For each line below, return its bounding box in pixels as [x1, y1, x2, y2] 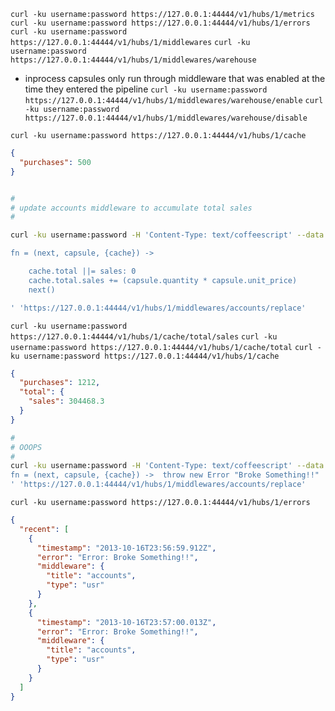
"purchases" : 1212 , [19, 378, 101, 388]
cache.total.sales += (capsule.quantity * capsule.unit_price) [28, 275, 298, 285]
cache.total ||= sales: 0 [28, 266, 137, 276]
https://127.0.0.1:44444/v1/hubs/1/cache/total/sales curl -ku [10, 331, 278, 342]
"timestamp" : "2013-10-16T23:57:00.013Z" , [36, 617, 217, 627]
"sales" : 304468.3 [28, 396, 105, 407]
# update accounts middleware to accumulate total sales [10, 203, 253, 213]
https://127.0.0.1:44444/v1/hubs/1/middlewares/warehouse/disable [24, 113, 308, 123]
